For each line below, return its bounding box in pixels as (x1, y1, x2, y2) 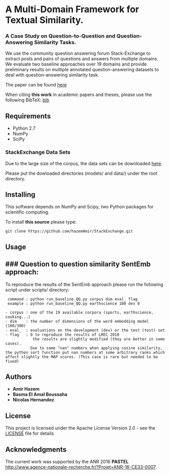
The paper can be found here (5, 82, 67, 88)
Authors (5, 372, 32, 381)
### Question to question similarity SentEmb (5, 260, 151, 269)
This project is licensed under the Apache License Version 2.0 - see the (5, 425, 156, 431)
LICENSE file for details (5, 430, 54, 436)
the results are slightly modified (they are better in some (32, 336, 165, 341)
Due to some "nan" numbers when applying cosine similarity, (30, 345, 163, 351)
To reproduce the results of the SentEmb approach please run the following (5, 281, 164, 288)
